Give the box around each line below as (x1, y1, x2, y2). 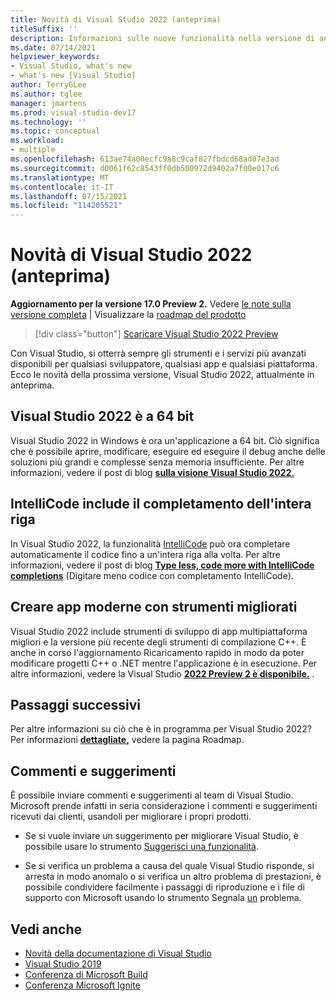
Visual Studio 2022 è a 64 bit (10, 408, 195, 425)
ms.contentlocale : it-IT (10, 182, 114, 192)
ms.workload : (10, 136, 65, 146)
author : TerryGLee (10, 80, 87, 90)
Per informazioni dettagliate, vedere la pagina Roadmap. (10, 734, 245, 746)
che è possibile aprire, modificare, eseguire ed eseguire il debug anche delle (10, 445, 326, 457)
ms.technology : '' (10, 117, 87, 127)
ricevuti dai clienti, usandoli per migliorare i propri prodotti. (10, 811, 252, 823)
